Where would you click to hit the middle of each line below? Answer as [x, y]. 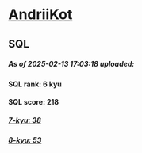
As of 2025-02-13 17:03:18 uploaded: [71, 64]
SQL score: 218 [34, 102]
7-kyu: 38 [25, 120]
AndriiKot [40, 15]
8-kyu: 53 [25, 140]
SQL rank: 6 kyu [35, 84]
